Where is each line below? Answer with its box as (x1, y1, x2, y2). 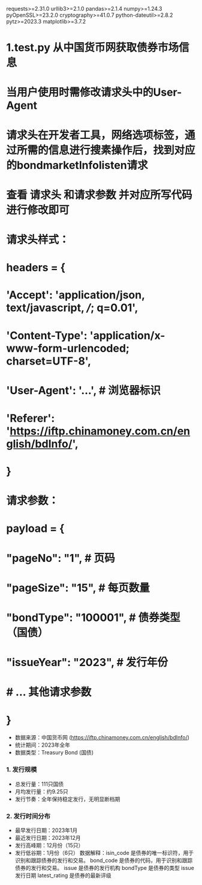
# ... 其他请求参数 (6, 685, 92, 699)
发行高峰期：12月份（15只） (14, 842, 84, 849)
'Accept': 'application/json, (6, 288, 145, 302)
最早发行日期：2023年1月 (14, 827, 78, 834)
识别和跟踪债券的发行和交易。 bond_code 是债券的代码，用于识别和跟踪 (14, 857, 193, 864)
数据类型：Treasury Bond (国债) (14, 749, 94, 756)
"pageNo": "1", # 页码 (6, 551, 115, 565)
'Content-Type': (6, 328, 88, 342)
